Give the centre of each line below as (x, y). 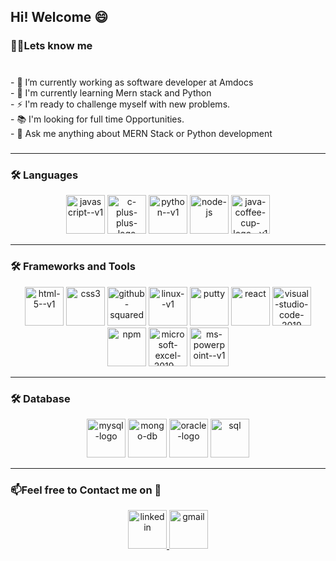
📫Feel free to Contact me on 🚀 (86, 490)
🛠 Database (40, 398)
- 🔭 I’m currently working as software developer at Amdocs (132, 82)
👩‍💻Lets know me (51, 46)
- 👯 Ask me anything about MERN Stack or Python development (141, 134)
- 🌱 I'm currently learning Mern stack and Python (111, 93)
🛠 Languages (44, 175)
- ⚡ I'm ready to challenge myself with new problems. (120, 104)
